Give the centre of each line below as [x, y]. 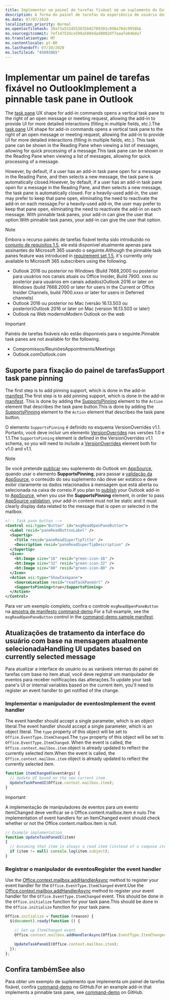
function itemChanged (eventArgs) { [43, 773]
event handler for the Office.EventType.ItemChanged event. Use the [75, 885]
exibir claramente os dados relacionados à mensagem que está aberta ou [82, 485]
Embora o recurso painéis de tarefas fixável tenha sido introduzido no [78, 239]
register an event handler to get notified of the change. [62, 690]
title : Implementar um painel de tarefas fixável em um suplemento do [81, 10]
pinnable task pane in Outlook [69, 99]
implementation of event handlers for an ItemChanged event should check [83, 818]
